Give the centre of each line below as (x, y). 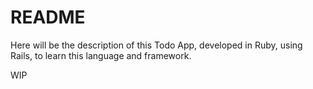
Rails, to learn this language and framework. (101, 55)
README (48, 17)
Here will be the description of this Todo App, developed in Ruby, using (156, 45)
